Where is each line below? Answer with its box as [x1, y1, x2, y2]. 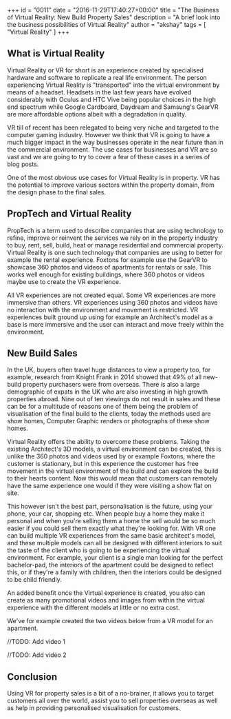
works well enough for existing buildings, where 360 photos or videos [7, 270, 205, 279]
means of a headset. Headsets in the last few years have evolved [7, 88, 192, 96]
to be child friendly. [7, 576, 62, 584]
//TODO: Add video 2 [7, 651, 67, 659]
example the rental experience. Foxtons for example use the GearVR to [7, 255, 208, 264]
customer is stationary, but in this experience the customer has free [7, 460, 199, 468]
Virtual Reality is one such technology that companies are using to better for [7, 248, 223, 256]
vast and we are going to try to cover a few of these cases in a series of [7, 152, 210, 161]
